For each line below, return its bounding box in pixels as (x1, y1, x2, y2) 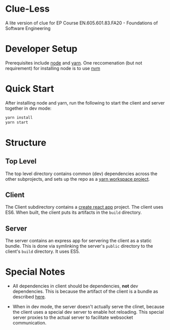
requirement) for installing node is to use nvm (5, 65, 100, 71)
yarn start (5, 120, 28, 125)
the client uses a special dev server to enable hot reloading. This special (12, 309, 164, 315)
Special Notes (5, 266, 65, 278)
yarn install (5, 115, 33, 120)
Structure (5, 137, 47, 148)
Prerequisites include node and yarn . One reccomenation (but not (5, 59, 143, 66)
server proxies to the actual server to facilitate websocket (12, 314, 133, 320)
